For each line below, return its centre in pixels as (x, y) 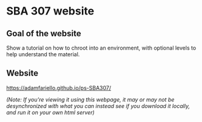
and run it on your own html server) (51, 112)
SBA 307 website (50, 11)
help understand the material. (43, 54)
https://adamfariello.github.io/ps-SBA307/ (59, 88)
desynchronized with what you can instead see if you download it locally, (98, 106)
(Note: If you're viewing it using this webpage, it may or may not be (90, 99)
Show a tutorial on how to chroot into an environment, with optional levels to (101, 48)
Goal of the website (44, 34)
